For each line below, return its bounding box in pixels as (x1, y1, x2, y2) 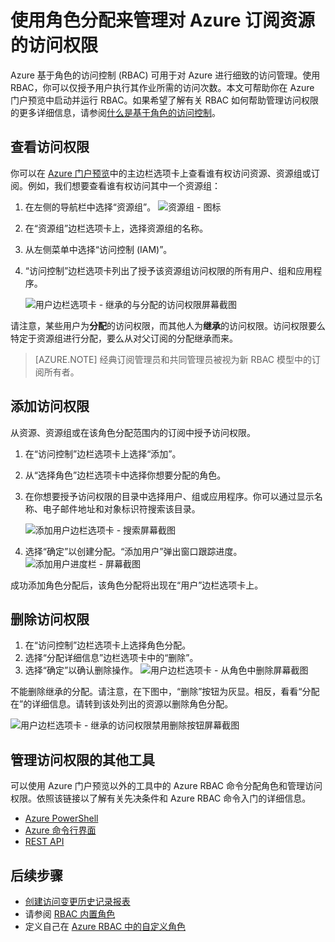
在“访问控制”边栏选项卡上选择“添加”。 (24, 447, 182, 460)
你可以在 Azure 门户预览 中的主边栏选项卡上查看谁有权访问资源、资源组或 (10, 167, 312, 179)
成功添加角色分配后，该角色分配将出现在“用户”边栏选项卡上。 (10, 579, 264, 591)
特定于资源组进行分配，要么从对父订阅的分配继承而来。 (10, 332, 238, 344)
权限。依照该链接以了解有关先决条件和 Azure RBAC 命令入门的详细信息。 (10, 792, 312, 805)
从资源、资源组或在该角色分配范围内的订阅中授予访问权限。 (10, 426, 256, 438)
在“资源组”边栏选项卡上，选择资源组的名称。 (24, 222, 209, 234)
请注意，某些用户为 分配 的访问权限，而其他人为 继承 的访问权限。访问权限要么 (10, 319, 326, 331)
